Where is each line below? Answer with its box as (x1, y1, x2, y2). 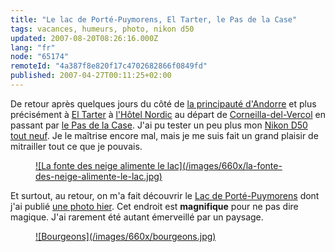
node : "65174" (10, 52, 70, 62)
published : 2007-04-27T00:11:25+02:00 (10, 71, 172, 81)
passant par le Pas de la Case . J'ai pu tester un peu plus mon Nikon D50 (10, 119, 308, 131)
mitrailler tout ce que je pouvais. (10, 140, 143, 152)
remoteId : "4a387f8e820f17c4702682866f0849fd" (10, 61, 208, 71)
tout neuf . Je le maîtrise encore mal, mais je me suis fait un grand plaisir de (10, 129, 319, 141)
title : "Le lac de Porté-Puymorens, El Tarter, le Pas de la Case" (10, 14, 298, 25)
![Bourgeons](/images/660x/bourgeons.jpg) (35, 230, 217, 242)
